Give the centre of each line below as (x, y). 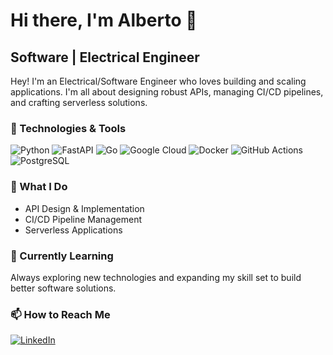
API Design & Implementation (84, 208)
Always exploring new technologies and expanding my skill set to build (156, 277)
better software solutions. (63, 288)
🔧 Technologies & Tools (68, 128)
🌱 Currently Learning (62, 256)
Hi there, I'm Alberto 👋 (104, 20)
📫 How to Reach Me (60, 314)
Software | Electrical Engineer (105, 57)
